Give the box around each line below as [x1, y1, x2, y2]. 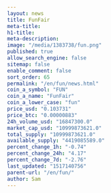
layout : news [7, 10, 44, 17]
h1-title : [7, 29, 35, 36]
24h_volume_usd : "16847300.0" [7, 118, 93, 125]
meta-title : [7, 23, 41, 29]
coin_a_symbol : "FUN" [7, 86, 69, 93]
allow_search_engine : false [7, 55, 87, 62]
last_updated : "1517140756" [7, 162, 87, 170]
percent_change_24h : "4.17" [7, 150, 87, 157]
